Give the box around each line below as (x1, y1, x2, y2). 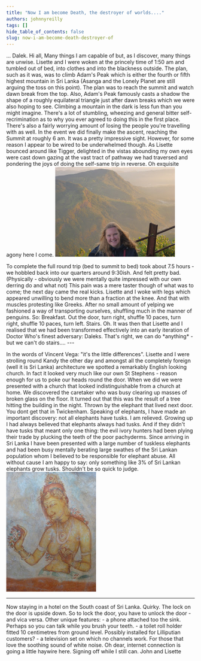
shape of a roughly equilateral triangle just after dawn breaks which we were (6, 96, 195, 104)
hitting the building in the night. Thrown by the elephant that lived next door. (6, 402, 193, 409)
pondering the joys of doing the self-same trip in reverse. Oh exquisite (6, 160, 179, 168)
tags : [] (6, 22, 28, 28)
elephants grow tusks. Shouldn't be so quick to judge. (6, 465, 139, 472)
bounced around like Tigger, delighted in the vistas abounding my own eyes (6, 147, 193, 155)
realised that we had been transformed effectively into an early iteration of (6, 326, 190, 333)
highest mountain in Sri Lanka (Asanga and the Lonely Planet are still (6, 78, 175, 85)
